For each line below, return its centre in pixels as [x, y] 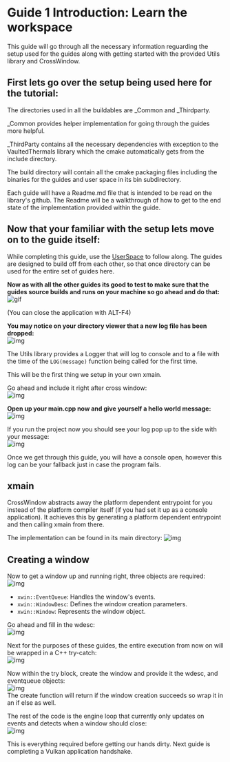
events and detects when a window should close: [77, 723]
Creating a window [48, 559]
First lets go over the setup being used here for [109, 83]
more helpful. [26, 131]
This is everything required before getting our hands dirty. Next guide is [109, 744]
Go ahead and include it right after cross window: [77, 388]
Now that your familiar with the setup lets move [111, 229]
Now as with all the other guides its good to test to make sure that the [108, 285]
